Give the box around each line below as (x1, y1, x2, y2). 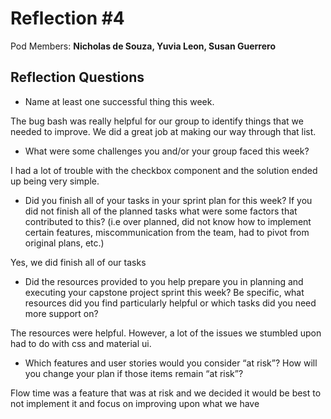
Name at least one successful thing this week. (24, 95, 215, 107)
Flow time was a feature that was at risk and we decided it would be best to (10, 387, 322, 399)
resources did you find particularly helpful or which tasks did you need (24, 297, 317, 309)
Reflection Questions (10, 69, 145, 86)
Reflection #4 (10, 7, 125, 30)
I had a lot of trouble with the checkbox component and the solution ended (10, 164, 318, 176)
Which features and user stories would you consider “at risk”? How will (24, 357, 318, 369)
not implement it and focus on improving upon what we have (10, 397, 260, 409)
